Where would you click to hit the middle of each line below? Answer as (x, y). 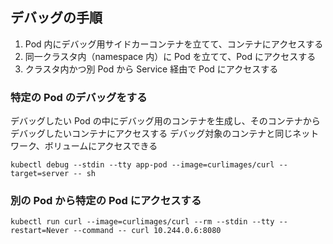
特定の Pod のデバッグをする (79, 97)
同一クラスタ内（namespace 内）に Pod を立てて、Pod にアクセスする (170, 56)
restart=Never (40, 231)
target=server (40, 174)
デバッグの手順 (56, 18)
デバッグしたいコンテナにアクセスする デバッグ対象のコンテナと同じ (151, 134)
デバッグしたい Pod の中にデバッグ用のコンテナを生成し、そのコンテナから (165, 121)
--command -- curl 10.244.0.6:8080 (147, 231)
